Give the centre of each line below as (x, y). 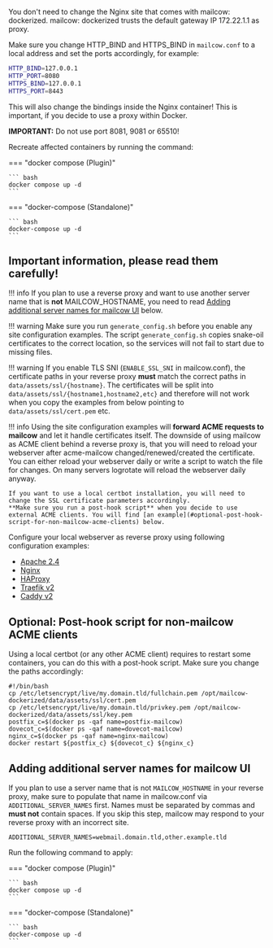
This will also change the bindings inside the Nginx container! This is (123, 107)
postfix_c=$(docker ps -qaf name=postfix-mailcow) (96, 722)
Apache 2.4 (40, 561)
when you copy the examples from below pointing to (96, 403)
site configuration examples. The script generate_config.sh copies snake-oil (136, 335)
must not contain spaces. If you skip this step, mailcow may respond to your (136, 814)
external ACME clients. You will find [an (81, 515)
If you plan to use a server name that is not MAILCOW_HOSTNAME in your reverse (136, 788)
